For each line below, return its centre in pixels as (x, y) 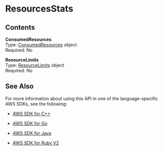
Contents (20, 27)
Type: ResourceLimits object (35, 65)
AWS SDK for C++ (31, 113)
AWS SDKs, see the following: (36, 104)
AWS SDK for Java (32, 133)
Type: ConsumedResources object (41, 45)
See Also (19, 86)
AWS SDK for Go (30, 123)
